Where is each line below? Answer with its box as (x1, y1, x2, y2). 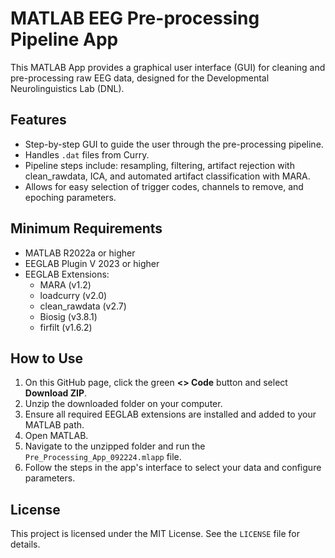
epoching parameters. (24, 191, 117, 203)
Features (10, 112, 67, 129)
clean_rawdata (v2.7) (39, 300, 127, 312)
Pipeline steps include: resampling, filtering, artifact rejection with (24, 159, 295, 171)
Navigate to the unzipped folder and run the (24, 440, 206, 452)
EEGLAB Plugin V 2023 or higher (24, 257, 160, 269)
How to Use (10, 350, 84, 367)
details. (10, 538, 41, 551)
